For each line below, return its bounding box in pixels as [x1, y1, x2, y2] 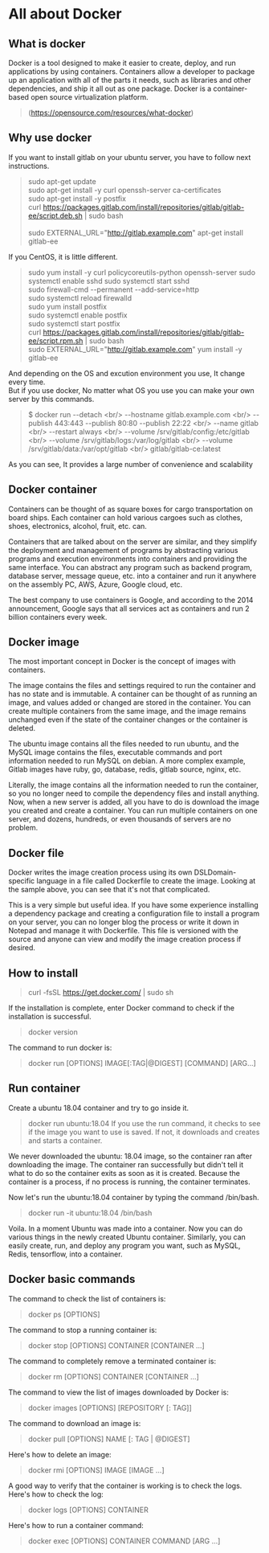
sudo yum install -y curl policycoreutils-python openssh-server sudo [27, 267, 255, 277]
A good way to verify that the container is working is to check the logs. [8, 1481, 243, 1490]
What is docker [8, 37, 86, 51]
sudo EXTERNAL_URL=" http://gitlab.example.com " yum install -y [27, 344, 243, 354]
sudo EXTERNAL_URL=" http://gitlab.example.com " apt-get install [27, 227, 243, 237]
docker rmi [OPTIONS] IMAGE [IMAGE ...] [27, 1465, 165, 1475]
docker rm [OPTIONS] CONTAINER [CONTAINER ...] [27, 1371, 199, 1381]
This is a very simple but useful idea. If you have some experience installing [8, 900, 259, 910]
